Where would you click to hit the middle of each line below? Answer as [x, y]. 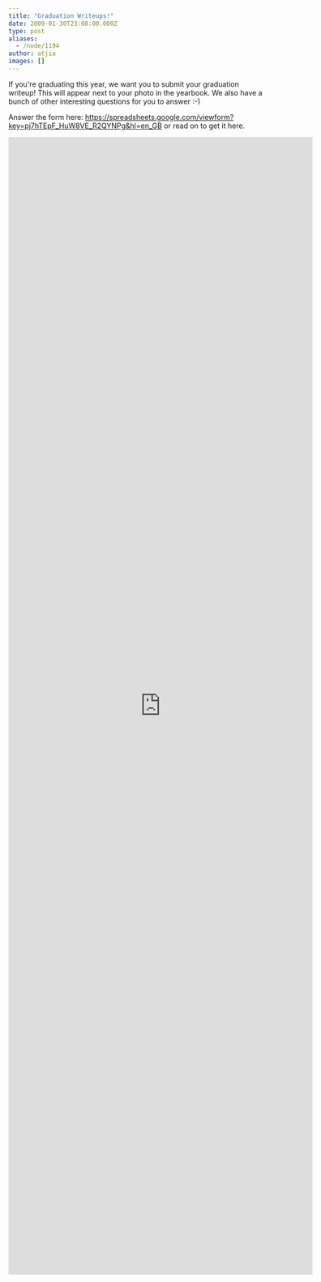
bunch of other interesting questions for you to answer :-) [105, 101]
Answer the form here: [46, 117]
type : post [27, 31]
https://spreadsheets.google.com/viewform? [159, 117]
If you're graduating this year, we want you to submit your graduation [124, 84]
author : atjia [32, 53]
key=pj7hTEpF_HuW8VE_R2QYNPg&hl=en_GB [85, 126]
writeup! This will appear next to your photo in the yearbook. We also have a [135, 92]
